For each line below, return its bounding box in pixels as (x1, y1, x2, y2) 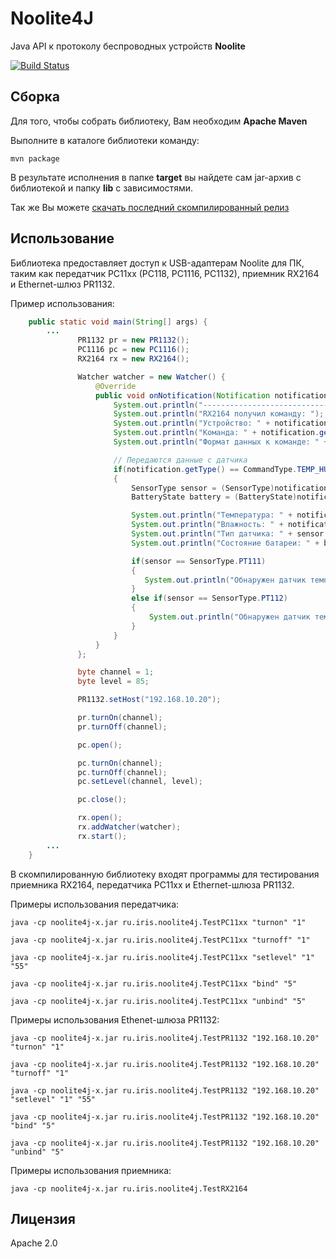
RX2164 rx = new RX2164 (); (77, 354, 190, 364)
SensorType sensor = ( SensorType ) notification (131, 483, 329, 493)
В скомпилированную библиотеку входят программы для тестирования (10, 868, 320, 880)
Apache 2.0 (10, 1237, 58, 1249)
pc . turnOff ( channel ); (77, 767, 168, 777)
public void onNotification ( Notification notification (95, 390, 329, 401)
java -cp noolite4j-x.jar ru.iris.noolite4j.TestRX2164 (10, 1183, 248, 1194)
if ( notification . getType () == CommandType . (113, 464, 298, 474)
